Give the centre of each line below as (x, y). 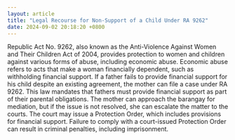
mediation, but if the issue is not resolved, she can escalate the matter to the (118, 107)
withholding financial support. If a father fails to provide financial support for (117, 77)
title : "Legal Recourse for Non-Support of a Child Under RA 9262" (108, 20)
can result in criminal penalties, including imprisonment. (88, 129)
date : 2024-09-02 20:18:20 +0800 (56, 27)
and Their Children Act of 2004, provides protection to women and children (116, 54)
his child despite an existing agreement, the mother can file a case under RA (117, 84)
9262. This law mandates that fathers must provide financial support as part (117, 91)
